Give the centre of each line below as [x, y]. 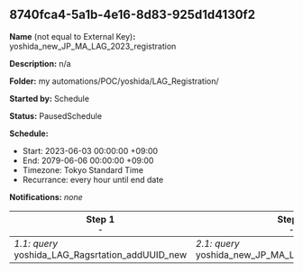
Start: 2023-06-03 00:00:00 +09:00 [90, 150]
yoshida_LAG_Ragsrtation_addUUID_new [101, 254]
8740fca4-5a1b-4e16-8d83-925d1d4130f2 [132, 15]
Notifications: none [46, 196]
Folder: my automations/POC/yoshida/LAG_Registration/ [114, 81]
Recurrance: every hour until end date [93, 179]
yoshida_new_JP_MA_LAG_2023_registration [93, 46]
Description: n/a [40, 63]
